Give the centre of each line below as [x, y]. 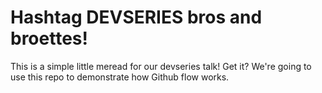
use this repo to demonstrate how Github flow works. [120, 77]
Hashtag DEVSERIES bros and [136, 17]
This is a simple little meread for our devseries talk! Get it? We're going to [161, 66]
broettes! [49, 38]
